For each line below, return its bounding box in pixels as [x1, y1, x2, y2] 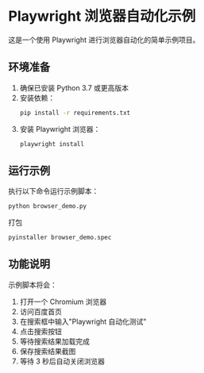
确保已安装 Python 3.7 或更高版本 [19, 83, 129, 92]
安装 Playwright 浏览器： [19, 124, 101, 133]
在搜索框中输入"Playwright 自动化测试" [19, 317, 147, 326]
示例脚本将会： [8, 279, 57, 290]
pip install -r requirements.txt [19, 109, 131, 117]
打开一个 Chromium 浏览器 [19, 297, 107, 306]
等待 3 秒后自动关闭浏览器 [19, 356, 106, 366]
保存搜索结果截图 [19, 346, 76, 356]
